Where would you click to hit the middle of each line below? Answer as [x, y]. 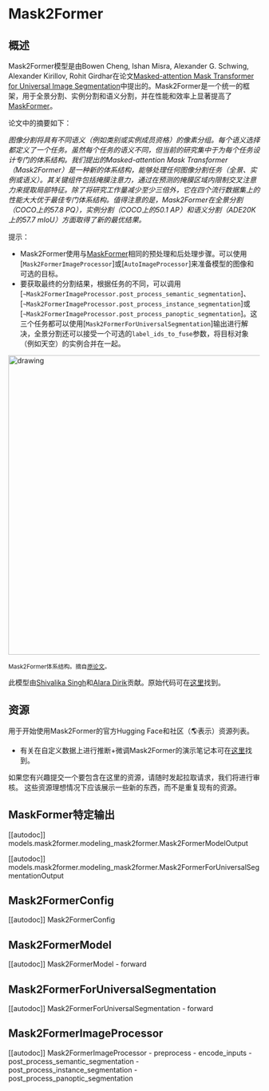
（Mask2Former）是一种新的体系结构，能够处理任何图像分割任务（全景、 [129, 170]
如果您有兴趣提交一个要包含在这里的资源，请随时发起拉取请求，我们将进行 [131, 777]
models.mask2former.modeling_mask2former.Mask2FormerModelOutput [129, 843]
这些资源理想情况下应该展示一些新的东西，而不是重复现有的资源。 [132, 787]
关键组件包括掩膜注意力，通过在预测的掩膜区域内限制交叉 [148, 180]
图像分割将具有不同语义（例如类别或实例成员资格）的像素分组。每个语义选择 [134, 140]
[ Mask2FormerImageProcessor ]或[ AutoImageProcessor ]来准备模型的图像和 [137, 264]
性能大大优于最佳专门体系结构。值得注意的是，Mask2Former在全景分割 [126, 200]
